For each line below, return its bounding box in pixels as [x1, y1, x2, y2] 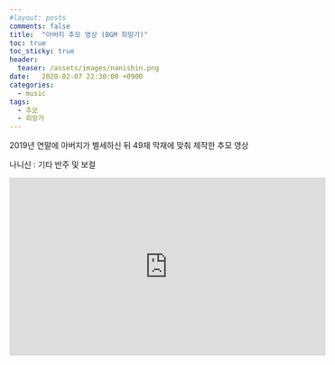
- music [17, 89, 47, 98]
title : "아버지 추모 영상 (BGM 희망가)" [9, 30, 149, 39]
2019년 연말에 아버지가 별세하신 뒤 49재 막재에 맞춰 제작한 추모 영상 [9, 140, 249, 151]
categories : [9, 80, 54, 89]
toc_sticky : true [9, 47, 75, 56]
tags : [9, 97, 30, 107]
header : [9, 55, 39, 64]
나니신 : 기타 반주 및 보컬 [9, 159, 97, 170]
